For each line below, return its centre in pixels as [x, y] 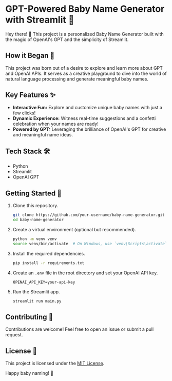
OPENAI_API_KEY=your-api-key [44, 282]
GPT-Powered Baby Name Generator [85, 9]
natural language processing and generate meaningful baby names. [77, 79]
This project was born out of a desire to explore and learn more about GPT [84, 68]
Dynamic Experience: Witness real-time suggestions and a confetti [84, 118]
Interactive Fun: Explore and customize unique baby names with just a [88, 107]
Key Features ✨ [30, 95]
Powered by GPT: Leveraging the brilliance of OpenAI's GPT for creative [89, 129]
